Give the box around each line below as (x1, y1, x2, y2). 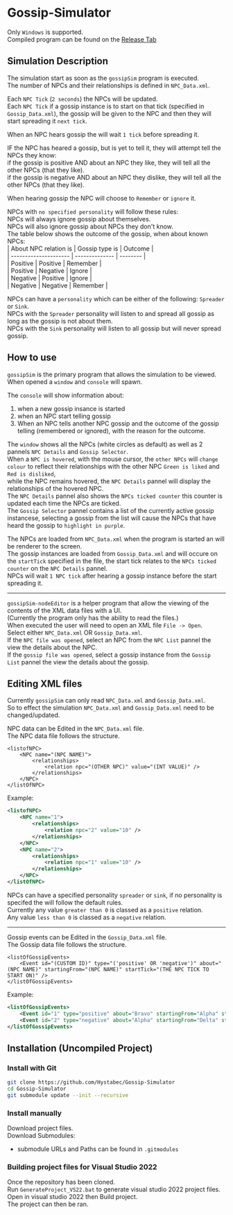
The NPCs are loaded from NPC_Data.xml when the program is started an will (7, 535, 225, 543)
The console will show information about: (7, 391, 124, 399)
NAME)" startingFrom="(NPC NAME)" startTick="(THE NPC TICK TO (22, 966, 209, 973)
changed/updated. (7, 711, 60, 719)
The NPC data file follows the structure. (7, 732, 120, 740)
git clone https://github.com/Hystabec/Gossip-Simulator (7, 1079, 175, 1086)
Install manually (7, 1108, 62, 1118)
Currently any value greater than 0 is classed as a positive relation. (7, 905, 203, 914)
